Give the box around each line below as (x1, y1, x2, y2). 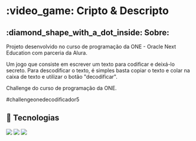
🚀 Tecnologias (6, 113, 60, 123)
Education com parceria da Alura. (6, 49, 87, 56)
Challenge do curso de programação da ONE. (6, 85, 117, 92)
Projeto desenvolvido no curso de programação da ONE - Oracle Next (6, 43, 176, 50)
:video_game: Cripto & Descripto (6, 4, 169, 18)
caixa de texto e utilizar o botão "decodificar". (6, 73, 118, 80)
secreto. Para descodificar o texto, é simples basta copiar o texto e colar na (6, 67, 190, 74)
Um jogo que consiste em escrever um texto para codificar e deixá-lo (6, 61, 175, 68)
